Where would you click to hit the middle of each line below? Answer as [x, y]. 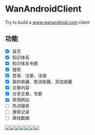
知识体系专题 [25, 63]
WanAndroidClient [43, 9]
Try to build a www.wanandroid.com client [47, 22]
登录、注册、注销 [29, 75]
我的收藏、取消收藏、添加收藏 [42, 82]
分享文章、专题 [27, 94]
